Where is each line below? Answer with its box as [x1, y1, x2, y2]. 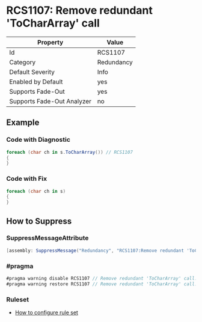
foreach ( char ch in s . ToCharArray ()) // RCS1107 [6, 149, 133, 155]
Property [37, 38, 64, 46]
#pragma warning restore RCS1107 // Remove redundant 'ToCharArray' [6, 281, 182, 287]
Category [9, 58, 36, 66]
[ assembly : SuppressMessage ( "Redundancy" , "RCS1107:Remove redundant [6, 248, 185, 254]
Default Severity [9, 67, 55, 76]
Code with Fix [6, 175, 47, 183]
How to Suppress [6, 216, 72, 226]
